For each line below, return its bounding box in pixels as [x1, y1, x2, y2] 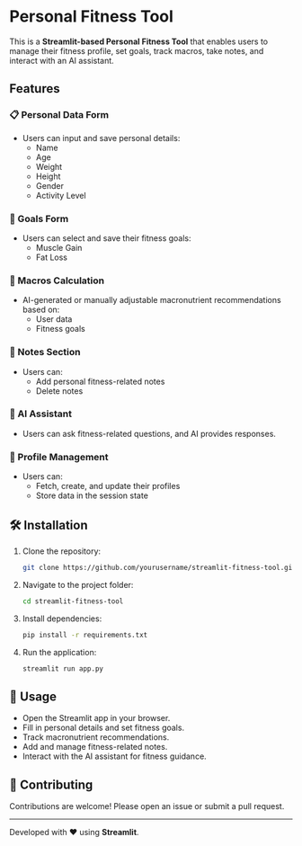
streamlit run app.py [22, 663, 103, 673]
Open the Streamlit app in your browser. [22, 713, 171, 724]
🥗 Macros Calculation [9, 274, 105, 287]
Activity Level [35, 190, 87, 200]
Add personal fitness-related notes [35, 376, 165, 387]
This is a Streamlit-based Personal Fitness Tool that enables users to [9, 36, 269, 47]
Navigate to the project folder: [22, 579, 134, 590]
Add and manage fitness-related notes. [22, 742, 168, 752]
